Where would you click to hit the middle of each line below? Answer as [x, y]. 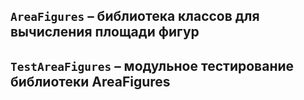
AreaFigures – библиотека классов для [135, 16]
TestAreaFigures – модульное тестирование [152, 65]
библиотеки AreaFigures [90, 81]
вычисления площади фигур [105, 32]
